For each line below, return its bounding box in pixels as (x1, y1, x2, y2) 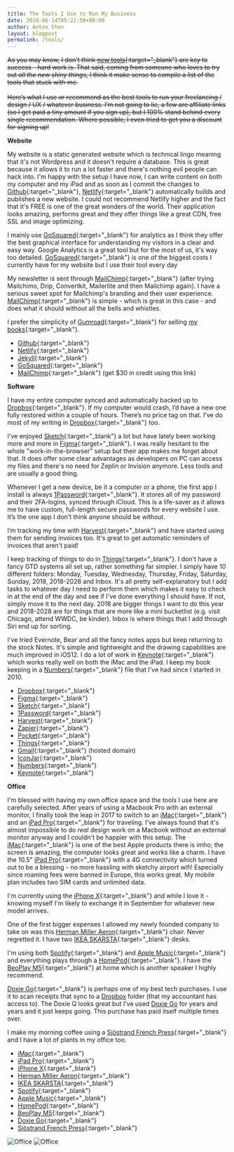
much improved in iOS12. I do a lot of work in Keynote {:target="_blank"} (7, 650, 214, 659)
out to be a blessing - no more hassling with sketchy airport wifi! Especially (7, 863, 224, 872)
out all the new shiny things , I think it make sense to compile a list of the (7, 71, 215, 79)
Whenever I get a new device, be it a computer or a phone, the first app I (7, 483, 217, 492)
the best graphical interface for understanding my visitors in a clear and (7, 238, 214, 247)
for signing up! (7, 123, 50, 131)
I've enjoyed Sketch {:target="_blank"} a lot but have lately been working (7, 432, 216, 440)
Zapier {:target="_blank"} (17, 724, 89, 733)
